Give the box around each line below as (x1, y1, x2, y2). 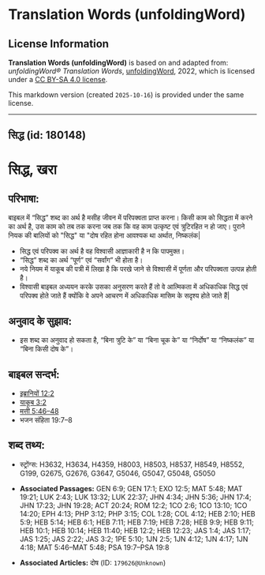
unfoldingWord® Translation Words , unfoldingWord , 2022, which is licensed (8, 66, 255, 76)
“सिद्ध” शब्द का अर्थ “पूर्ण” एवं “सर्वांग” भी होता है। (19, 255, 144, 265)
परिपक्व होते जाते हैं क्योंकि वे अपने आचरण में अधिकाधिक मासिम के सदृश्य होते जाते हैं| (19, 291, 230, 301)
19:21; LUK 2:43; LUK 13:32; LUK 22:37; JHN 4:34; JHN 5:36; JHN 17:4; (19, 492, 252, 502)
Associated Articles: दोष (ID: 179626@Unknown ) (19, 558, 166, 567)
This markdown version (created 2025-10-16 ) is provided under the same (8, 90, 244, 100)
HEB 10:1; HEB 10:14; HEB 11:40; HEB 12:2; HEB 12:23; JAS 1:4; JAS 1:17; (19, 525, 251, 535)
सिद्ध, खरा (8, 160, 58, 179)
